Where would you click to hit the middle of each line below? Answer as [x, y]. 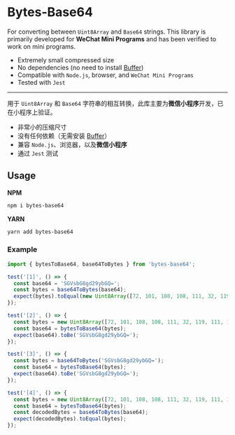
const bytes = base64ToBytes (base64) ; [70, 290]
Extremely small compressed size [66, 60]
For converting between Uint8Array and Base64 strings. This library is [107, 32]
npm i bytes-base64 [36, 205]
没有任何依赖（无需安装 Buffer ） [64, 136]
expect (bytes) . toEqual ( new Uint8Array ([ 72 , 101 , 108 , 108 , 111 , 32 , [115, 296]
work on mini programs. [41, 46]
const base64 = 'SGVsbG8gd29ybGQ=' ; [67, 283]
